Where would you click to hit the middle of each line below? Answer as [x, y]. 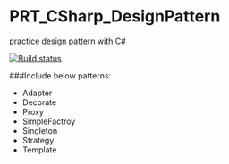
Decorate [39, 102]
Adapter [37, 93]
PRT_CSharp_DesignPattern [115, 16]
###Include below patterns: [60, 75]
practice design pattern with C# [68, 41]
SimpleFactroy [49, 121]
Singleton [40, 130]
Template [39, 150]
